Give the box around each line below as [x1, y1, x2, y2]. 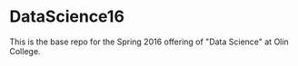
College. [9, 45, 41, 56]
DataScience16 [9, 6, 125, 27]
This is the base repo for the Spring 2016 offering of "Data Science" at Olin [9, 36, 289, 47]
